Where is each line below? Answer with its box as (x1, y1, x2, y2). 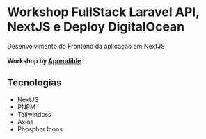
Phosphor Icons (17, 124, 63, 133)
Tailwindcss (17, 110, 51, 118)
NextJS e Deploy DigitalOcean (7, 19, 185, 35)
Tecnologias (7, 77, 62, 89)
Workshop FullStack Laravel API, (7, 4, 200, 20)
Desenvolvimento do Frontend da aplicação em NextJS (7, 42, 166, 50)
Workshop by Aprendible (7, 56, 81, 65)
